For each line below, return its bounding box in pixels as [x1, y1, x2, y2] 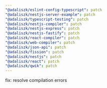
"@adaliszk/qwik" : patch [5, 63, 57, 68]
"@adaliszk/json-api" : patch [5, 45, 66, 50]
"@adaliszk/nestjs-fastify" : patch [5, 31, 80, 36]
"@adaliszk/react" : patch [5, 59, 59, 64]
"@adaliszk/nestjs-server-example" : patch [5, 12, 95, 17]
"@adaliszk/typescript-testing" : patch [5, 17, 89, 22]
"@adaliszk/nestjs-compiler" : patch [5, 21, 82, 27]
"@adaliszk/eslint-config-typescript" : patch [5, 7, 102, 13]
